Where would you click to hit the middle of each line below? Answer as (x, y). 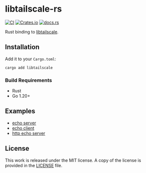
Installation (22, 47)
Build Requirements (29, 80)
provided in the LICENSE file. (34, 165)
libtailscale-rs (33, 9)
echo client (23, 128)
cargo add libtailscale (29, 68)
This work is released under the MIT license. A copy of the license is (73, 160)
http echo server (29, 133)
